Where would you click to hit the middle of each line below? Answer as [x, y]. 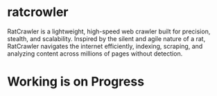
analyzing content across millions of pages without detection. [95, 54]
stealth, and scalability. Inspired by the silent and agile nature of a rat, [106, 38]
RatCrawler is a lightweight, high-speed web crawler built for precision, [109, 31]
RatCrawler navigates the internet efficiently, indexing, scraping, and [105, 46]
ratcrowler [38, 12]
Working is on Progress [76, 82]
